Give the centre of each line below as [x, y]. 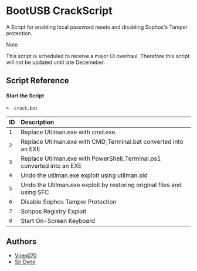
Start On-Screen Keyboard [58, 221]
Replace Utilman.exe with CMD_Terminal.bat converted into [102, 141]
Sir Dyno [25, 262]
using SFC [35, 192]
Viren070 [26, 256]
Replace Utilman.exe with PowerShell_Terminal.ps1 [91, 158]
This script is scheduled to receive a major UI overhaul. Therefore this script [98, 56]
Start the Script [25, 96]
